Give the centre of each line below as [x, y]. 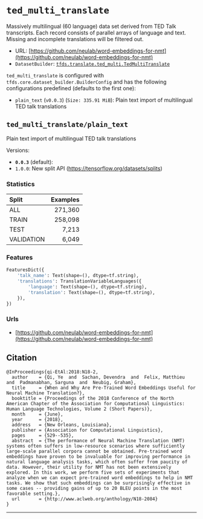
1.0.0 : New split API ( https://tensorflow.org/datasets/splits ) [89, 168]
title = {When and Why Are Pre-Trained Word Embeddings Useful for [104, 388]
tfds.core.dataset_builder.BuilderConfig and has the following [87, 82]
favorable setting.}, [34, 494]
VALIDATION [27, 240]
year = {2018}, [37, 419]
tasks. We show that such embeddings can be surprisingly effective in [98, 483]
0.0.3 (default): [34, 162]
